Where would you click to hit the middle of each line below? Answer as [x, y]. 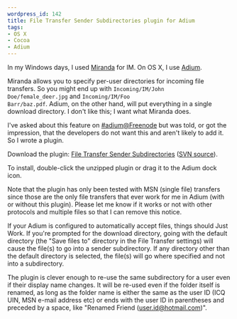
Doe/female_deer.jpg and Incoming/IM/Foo [69, 96]
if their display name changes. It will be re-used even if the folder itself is [114, 285]
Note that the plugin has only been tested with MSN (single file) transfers [114, 189]
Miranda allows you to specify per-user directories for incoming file [106, 81]
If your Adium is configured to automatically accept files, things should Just [118, 226]
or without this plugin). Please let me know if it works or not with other [110, 204]
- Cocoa [19, 41]
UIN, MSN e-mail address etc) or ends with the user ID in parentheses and [116, 300]
